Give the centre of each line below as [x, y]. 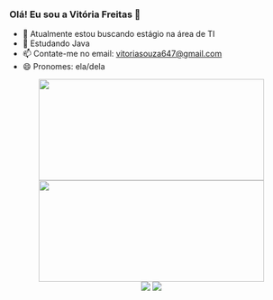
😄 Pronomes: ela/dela [64, 67]
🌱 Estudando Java [56, 43]
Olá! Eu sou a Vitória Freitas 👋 [75, 14]
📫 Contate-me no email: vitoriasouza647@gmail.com [122, 54]
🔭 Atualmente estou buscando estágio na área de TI [118, 34]
